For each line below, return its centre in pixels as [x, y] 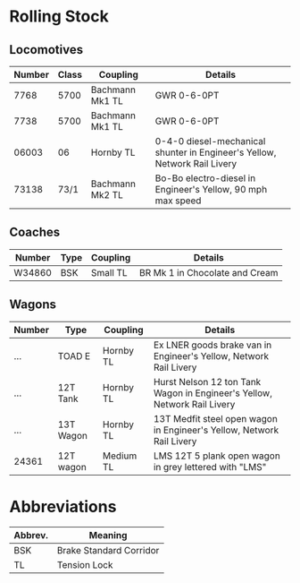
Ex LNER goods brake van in [212, 345]
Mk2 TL [107, 195]
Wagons [33, 305]
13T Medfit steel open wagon [216, 418]
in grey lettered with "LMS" [210, 467]
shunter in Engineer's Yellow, [216, 152]
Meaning [108, 535]
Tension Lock [85, 564]
